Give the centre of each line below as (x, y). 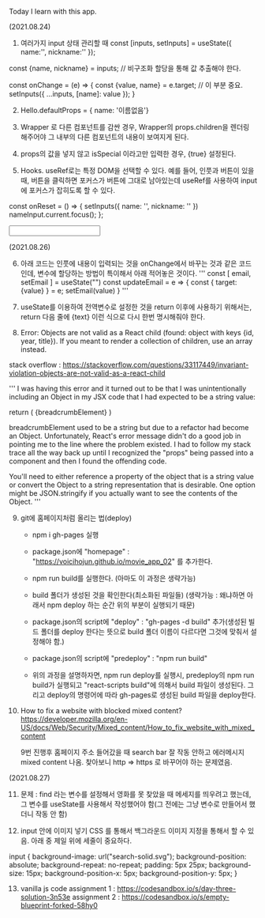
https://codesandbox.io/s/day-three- (177, 888)
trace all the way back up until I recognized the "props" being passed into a (131, 453)
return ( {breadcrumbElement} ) (60, 412)
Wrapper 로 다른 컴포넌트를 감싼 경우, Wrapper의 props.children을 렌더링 (135, 127)
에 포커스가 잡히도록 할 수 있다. (67, 190)
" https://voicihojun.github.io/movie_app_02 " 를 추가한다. (122, 561)
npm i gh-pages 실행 (65, 535)
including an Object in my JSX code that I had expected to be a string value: (132, 397)
